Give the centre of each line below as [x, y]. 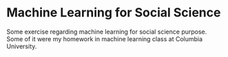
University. [22, 46]
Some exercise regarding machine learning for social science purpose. [107, 32]
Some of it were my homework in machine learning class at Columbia [105, 38]
